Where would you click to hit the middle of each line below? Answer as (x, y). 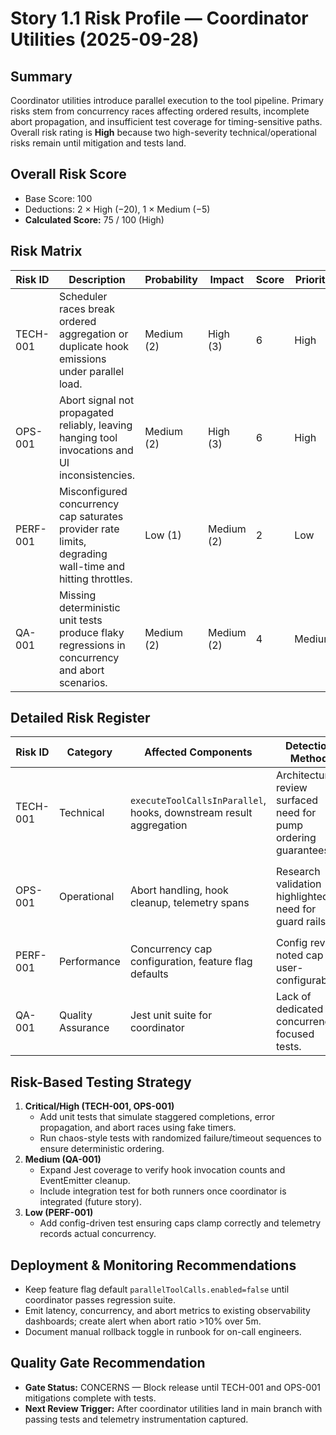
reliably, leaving (95, 425)
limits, (72, 541)
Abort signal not (96, 400)
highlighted (302, 897)
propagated (86, 412)
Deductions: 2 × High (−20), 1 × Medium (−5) (117, 209)
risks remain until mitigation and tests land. (98, 143)
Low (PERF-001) (59, 1213)
